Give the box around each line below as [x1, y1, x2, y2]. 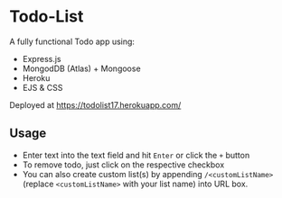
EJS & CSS [22, 82, 63, 93]
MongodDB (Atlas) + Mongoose [22, 63, 142, 74]
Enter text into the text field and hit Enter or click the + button [22, 149, 250, 160]
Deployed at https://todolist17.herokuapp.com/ [9, 99, 182, 110]
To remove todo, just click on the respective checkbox [22, 159, 225, 170]
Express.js [22, 53, 61, 64]
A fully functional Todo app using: [9, 36, 136, 47]
